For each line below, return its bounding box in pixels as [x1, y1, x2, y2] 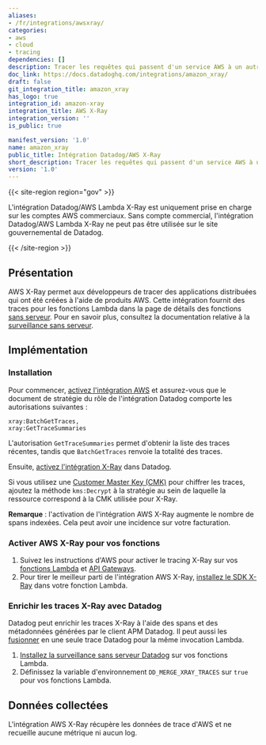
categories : [8, 26, 47, 34]
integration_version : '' [8, 115, 90, 123]
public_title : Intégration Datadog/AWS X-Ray [8, 151, 161, 159]
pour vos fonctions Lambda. [19, 675, 112, 685]
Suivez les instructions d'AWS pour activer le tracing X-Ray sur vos [19, 555, 238, 565]
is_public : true [8, 122, 62, 130]
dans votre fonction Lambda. [34, 580, 128, 590]
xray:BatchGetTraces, [8, 417, 80, 425]
